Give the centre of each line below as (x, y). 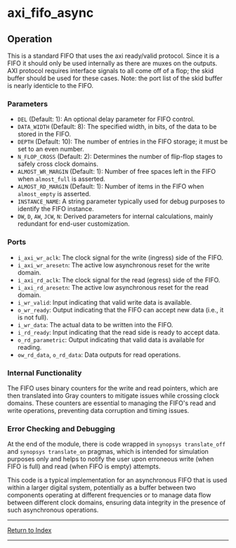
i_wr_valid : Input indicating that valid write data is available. (104, 302)
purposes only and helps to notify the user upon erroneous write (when (111, 459)
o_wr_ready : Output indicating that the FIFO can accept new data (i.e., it (120, 310)
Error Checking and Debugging (61, 428)
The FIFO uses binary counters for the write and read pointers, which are (113, 388)
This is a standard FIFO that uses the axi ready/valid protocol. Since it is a (113, 56)
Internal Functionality (45, 373)
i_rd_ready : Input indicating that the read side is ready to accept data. (118, 332)
